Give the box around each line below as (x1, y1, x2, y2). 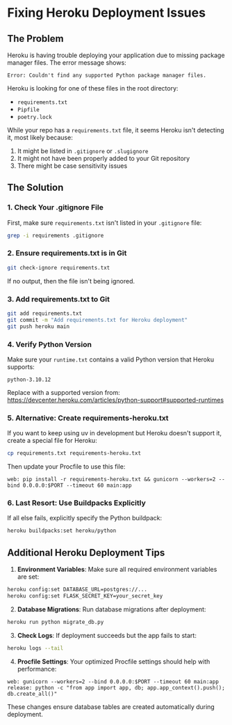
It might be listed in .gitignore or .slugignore (17, 147, 149, 155)
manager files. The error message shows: (7, 59, 126, 67)
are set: (17, 572, 40, 581)
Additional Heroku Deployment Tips (7, 547, 165, 559)
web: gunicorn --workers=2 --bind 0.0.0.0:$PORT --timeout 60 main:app (7, 678, 219, 685)
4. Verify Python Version (7, 339, 92, 349)
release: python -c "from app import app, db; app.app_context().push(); (7, 684, 226, 691)
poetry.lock (17, 114, 52, 120)
